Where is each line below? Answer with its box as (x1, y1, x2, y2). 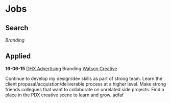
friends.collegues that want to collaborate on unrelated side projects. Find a (5, 86, 164, 92)
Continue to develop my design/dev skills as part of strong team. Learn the (5, 75, 163, 81)
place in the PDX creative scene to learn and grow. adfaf (5, 92, 124, 98)
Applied (5, 52, 31, 60)
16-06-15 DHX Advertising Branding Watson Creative (5, 65, 117, 72)
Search (5, 24, 29, 32)
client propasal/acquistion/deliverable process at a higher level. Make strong (5, 80, 166, 87)
